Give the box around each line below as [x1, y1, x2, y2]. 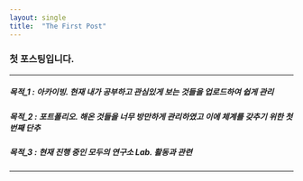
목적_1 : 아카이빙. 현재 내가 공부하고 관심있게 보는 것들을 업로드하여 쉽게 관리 [9, 86, 274, 97]
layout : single [9, 13, 67, 23]
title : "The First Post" [9, 22, 106, 31]
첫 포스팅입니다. [9, 53, 75, 66]
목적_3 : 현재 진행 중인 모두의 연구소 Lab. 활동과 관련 [9, 147, 193, 158]
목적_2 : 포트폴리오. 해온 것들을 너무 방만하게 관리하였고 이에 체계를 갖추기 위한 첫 [9, 111, 293, 122]
